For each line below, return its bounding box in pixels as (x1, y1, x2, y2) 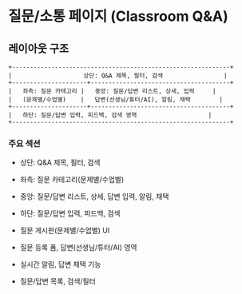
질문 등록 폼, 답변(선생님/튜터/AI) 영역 (19, 243, 137, 252)
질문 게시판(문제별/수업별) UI (19, 225, 110, 236)
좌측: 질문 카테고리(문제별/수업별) (19, 175, 125, 185)
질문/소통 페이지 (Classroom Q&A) (8, 7, 229, 26)
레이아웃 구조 (8, 42, 69, 55)
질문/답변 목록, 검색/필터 (19, 276, 96, 286)
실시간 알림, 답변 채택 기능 (19, 260, 101, 269)
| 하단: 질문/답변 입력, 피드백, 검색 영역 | (8, 111, 212, 119)
